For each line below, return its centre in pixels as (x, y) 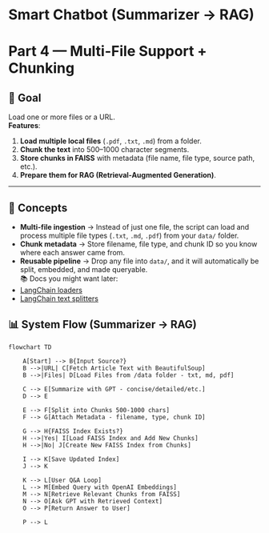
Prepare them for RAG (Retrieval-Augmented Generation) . (118, 175)
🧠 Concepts (38, 208)
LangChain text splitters (59, 299)
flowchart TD (30, 347)
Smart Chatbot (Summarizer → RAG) (131, 15)
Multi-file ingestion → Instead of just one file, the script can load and (134, 227)
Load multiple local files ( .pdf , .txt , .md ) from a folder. (111, 141)
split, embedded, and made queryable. (84, 269)
